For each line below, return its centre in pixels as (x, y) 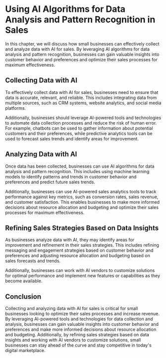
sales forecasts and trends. (33, 261)
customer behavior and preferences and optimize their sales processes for (81, 59)
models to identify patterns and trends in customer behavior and (71, 177)
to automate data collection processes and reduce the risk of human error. (81, 123)
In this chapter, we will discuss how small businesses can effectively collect (82, 44)
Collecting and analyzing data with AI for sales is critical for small (72, 309)
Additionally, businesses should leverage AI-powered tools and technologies (83, 118)
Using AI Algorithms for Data (65, 9)
